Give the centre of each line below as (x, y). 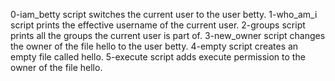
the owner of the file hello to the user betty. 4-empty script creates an (154, 46)
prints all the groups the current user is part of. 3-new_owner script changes (168, 35)
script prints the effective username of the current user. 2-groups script (158, 25)
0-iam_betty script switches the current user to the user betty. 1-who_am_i (164, 14)
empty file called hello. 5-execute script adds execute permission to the (158, 57)
